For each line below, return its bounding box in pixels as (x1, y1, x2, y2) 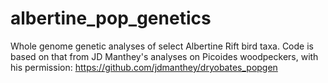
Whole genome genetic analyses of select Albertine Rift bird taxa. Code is (10, 40, 314, 52)
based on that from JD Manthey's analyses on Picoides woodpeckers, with (10, 50, 319, 62)
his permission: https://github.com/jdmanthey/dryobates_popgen (10, 61, 278, 73)
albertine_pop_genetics (10, 7, 212, 30)
